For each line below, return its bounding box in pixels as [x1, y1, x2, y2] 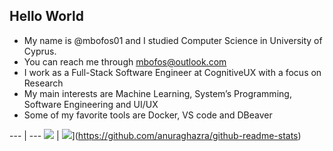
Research [23, 77, 64, 89]
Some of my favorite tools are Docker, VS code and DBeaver [23, 109, 273, 121]
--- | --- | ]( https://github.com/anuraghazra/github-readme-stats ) [9, 129, 302, 141]
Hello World [9, 8, 84, 25]
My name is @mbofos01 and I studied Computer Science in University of [23, 34, 323, 46]
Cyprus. [23, 45, 57, 57]
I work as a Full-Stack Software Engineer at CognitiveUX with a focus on [23, 66, 322, 78]
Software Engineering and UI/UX [23, 98, 159, 110]
